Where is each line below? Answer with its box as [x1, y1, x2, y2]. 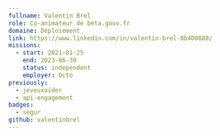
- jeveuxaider [15, 86, 62, 94]
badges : [8, 101, 34, 109]
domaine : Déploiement [8, 26, 81, 34]
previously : [8, 78, 48, 86]
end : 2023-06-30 [22, 57, 78, 65]
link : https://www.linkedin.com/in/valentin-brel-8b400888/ [8, 34, 214, 42]
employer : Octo [22, 71, 74, 79]
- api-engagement [15, 94, 74, 102]
